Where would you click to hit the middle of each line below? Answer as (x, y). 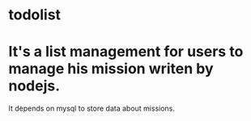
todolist (35, 15)
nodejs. (34, 86)
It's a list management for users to (126, 52)
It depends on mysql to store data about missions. (92, 108)
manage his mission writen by (111, 69)
